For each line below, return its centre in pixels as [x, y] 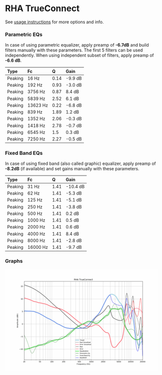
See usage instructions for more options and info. [55, 22]
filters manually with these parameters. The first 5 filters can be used [74, 50]
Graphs [14, 261]
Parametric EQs [24, 34]
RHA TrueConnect [42, 8]
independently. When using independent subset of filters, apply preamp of [80, 55]
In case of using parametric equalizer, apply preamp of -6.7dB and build [77, 45]
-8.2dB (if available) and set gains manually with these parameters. [72, 169]
